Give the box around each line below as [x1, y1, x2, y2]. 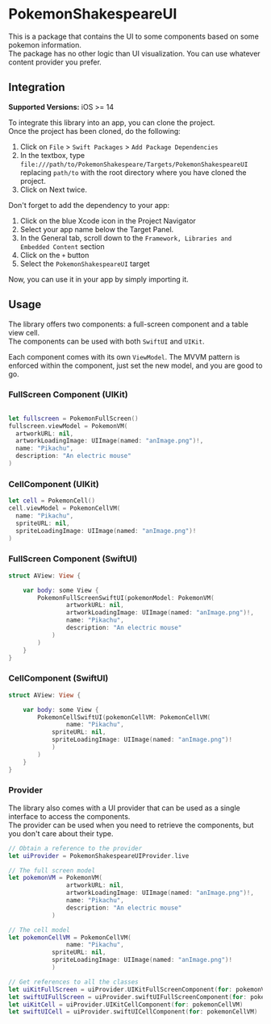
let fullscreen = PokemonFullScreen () [8, 414, 139, 423]
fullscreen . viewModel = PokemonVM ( [8, 422, 128, 430]
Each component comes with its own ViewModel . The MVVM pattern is [8, 352, 240, 361]
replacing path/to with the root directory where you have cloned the [19, 167, 247, 177]
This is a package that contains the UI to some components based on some [8, 31, 260, 41]
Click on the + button [19, 250, 90, 260]
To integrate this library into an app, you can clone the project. [8, 118, 215, 127]
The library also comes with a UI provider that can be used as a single [8, 803, 240, 813]
